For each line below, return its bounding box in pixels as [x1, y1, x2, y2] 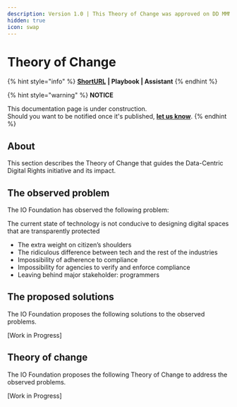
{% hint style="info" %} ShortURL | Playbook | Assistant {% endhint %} [7, 77, 218, 85]
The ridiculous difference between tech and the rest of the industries [17, 248, 218, 256]
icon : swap [7, 23, 39, 30]
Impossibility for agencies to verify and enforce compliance [17, 263, 190, 271]
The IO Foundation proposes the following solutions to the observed [7, 309, 205, 318]
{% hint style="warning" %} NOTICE [7, 91, 114, 100]
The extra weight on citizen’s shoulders [17, 240, 132, 249]
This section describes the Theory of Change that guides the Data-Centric [7, 159, 224, 167]
